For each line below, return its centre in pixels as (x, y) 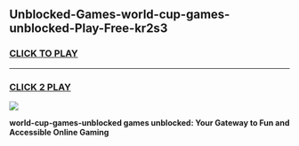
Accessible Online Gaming (59, 132)
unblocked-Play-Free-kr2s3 (89, 29)
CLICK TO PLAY (44, 54)
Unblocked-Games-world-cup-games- (120, 15)
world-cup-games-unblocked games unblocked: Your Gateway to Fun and (149, 122)
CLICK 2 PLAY (40, 87)
